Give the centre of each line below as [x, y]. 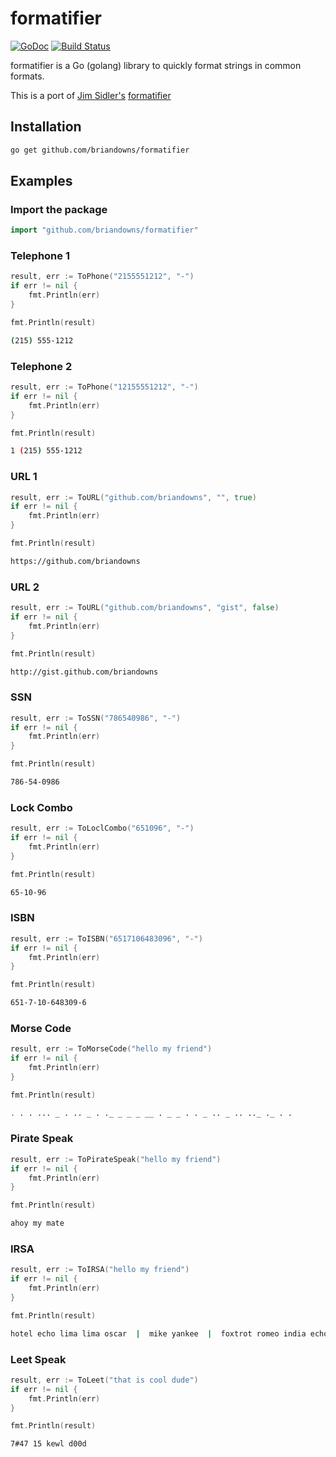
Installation [46, 127]
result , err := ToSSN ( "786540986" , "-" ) [96, 718]
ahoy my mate [37, 1223]
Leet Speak [38, 1359]
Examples [41, 181]
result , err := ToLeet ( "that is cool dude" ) [104, 1380]
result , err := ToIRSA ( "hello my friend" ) [100, 1270]
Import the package [59, 209]
